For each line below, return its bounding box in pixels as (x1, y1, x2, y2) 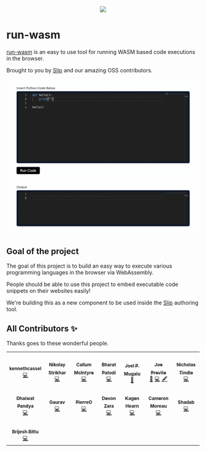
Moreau (150, 403, 167, 410)
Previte (150, 369, 167, 376)
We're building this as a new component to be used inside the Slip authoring (6, 299, 199, 306)
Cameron (148, 395, 169, 401)
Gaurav (48, 399, 66, 405)
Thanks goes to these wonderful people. (6, 340, 109, 347)
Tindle (178, 369, 193, 376)
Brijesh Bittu (12, 429, 39, 435)
